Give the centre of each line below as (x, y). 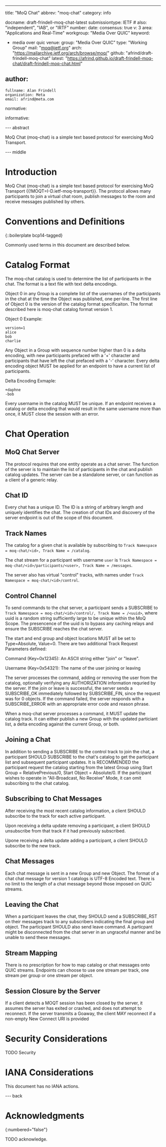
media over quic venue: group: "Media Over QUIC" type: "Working (80, 42)
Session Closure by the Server (53, 991)
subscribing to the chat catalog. (38, 783)
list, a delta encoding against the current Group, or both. (62, 724)
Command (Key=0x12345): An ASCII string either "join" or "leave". (72, 659)
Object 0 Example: (24, 319)
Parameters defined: (26, 649)
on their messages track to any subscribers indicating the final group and (80, 922)
